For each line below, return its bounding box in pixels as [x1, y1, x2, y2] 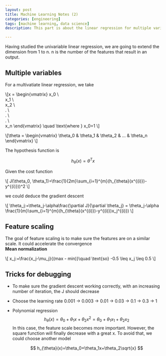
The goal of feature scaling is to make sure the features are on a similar [5, 236, 150, 241]
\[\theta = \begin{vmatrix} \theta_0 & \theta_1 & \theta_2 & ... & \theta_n [5, 132, 148, 138]
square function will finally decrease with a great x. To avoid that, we [12, 330, 152, 336]
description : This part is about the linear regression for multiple [5, 26, 152, 31]
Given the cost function [5, 169, 53, 175]
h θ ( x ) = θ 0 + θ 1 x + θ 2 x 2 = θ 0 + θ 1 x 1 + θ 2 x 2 [43, 315, 129, 323]
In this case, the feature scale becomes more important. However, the [12, 325, 155, 331]
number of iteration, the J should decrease [12, 289, 100, 295]
